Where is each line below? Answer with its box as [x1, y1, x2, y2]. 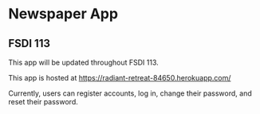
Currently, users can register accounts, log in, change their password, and [8, 88, 253, 98]
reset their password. [8, 97, 78, 106]
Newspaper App [8, 5, 118, 23]
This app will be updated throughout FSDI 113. [8, 57, 160, 67]
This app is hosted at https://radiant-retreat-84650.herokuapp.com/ [8, 73, 231, 82]
